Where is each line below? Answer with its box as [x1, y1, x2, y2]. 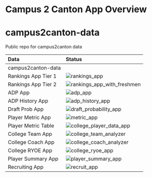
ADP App [8, 89, 30, 96]
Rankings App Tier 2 [8, 81, 57, 88]
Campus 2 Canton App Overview [5, 4, 147, 15]
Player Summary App [8, 155, 59, 162]
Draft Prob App [8, 106, 44, 113]
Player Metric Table [8, 122, 55, 129]
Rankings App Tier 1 [8, 73, 57, 80]
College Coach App [8, 139, 55, 146]
